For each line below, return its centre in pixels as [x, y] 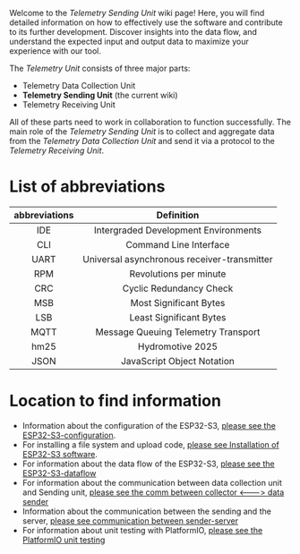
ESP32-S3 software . [60, 454]
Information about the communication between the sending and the [146, 511]
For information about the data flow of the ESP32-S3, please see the [148, 464]
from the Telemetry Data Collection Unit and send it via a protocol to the [142, 141]
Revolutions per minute [178, 274]
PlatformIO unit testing [64, 540]
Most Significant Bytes [178, 303]
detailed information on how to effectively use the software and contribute [146, 22]
